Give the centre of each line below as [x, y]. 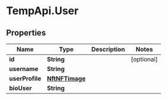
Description [108, 49]
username [24, 69]
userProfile [25, 78]
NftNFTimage [66, 78]
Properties [26, 33]
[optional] [144, 59]
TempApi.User [42, 11]
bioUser [20, 88]
